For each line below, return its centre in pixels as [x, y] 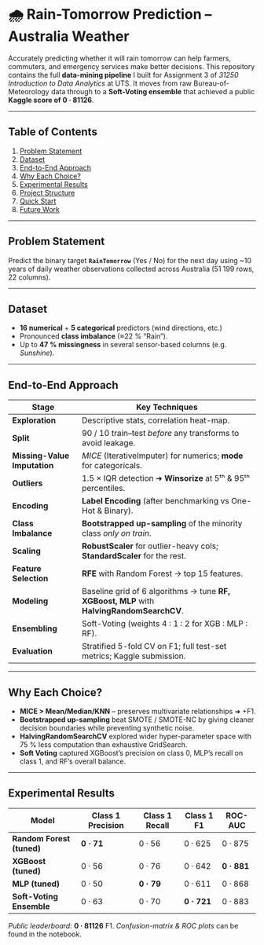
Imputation [33, 466]
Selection [30, 579]
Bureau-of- [211, 83]
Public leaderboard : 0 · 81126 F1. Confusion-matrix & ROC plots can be [123, 925]
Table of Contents [53, 132]
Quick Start [38, 201]
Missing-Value [41, 456]
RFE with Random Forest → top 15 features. [162, 573]
